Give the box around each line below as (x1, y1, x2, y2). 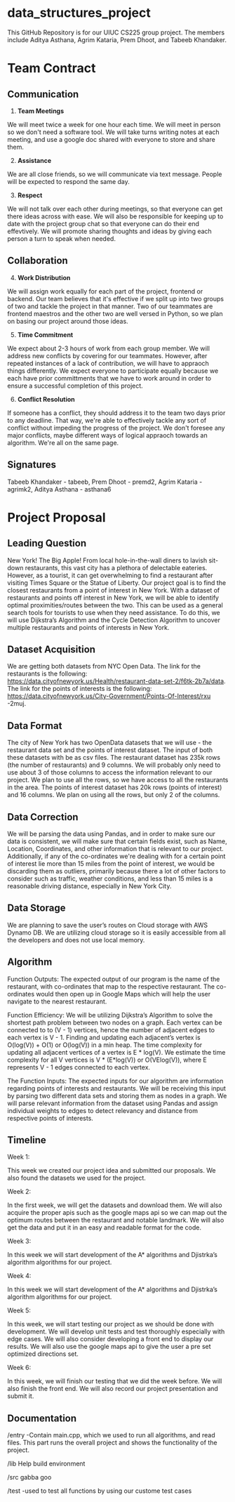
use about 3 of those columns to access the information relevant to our (7, 768, 213, 777)
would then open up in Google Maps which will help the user (36, 989, 211, 998)
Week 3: (7, 1237, 32, 1246)
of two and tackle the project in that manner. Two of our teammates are (7, 302, 213, 310)
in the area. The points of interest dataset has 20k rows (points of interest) (7, 783, 222, 791)
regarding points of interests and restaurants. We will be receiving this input (7, 1083, 227, 1093)
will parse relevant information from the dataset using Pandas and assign (7, 1099, 218, 1107)
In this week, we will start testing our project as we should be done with (7, 1320, 214, 1329)
